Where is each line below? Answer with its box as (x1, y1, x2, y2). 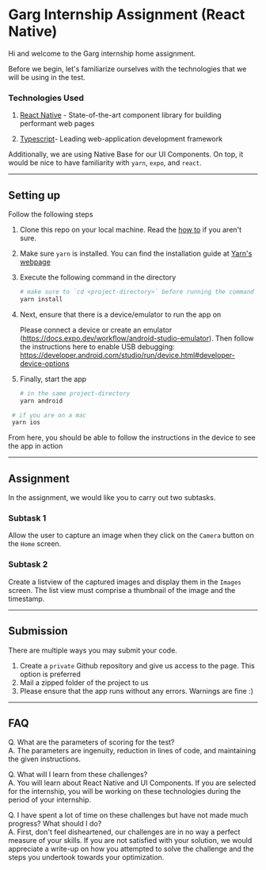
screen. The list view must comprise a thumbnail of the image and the (8, 585, 236, 595)
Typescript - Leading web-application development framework (19, 134, 223, 144)
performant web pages (19, 119, 95, 129)
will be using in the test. (8, 72, 85, 82)
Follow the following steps (8, 210, 93, 219)
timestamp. (8, 594, 45, 603)
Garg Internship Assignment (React (8, 6, 245, 24)
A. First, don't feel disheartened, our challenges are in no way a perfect (8, 827, 241, 837)
